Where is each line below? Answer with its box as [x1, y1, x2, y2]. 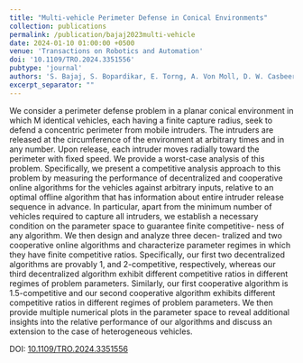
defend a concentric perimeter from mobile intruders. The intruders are [9, 124, 274, 135]
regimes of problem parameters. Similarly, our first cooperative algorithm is [9, 277, 289, 289]
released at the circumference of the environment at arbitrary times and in [9, 134, 285, 144]
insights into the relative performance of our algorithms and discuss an [9, 316, 272, 327]
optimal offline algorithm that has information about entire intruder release [9, 191, 284, 202]
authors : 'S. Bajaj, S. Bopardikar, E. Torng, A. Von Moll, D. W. [9, 72, 264, 81]
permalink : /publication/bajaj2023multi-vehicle [9, 30, 196, 39]
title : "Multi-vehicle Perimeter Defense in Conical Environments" [9, 13, 269, 23]
